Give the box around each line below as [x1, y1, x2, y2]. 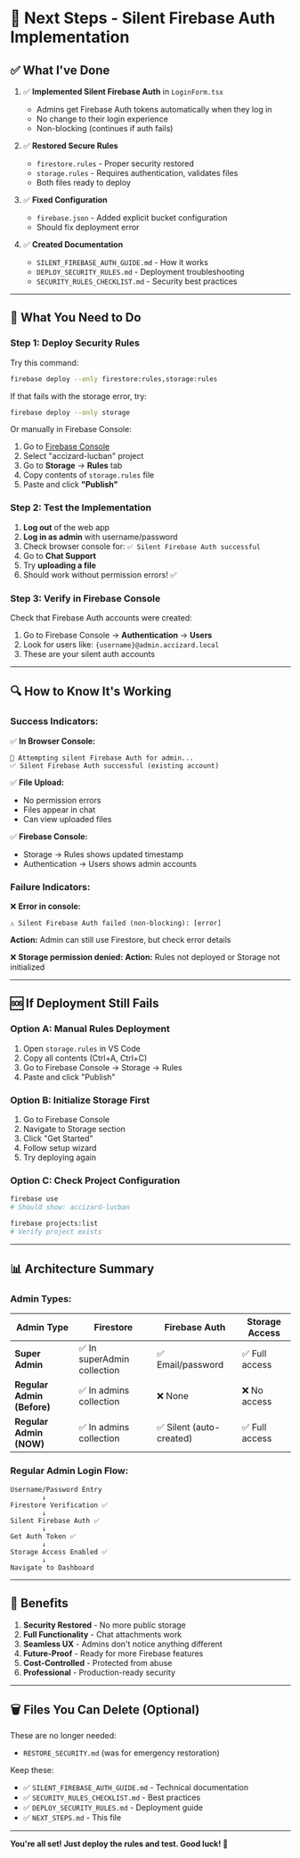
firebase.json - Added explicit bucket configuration [36, 212, 228, 222]
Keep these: [10, 1765, 54, 1776]
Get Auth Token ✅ [10, 1531, 77, 1541]
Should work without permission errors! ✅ [22, 569, 177, 579]
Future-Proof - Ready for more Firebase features [22, 1647, 204, 1659]
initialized [10, 962, 45, 972]
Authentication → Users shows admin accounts [22, 858, 197, 869]
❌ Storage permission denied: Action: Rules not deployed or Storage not [10, 952, 280, 962]
